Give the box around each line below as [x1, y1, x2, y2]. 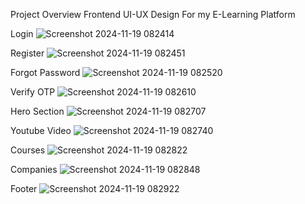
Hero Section [10, 105, 65, 117]
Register [10, 47, 45, 59]
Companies [10, 164, 58, 175]
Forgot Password [10, 67, 81, 78]
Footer [10, 183, 38, 194]
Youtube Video [10, 125, 72, 136]
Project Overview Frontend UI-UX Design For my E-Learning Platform [10, 9, 296, 20]
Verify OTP [10, 86, 56, 98]
